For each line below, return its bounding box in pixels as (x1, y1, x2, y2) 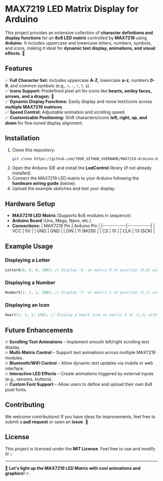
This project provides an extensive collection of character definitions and (5, 30, 153, 35)
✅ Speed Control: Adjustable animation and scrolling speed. (5, 109, 126, 115)
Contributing (5, 401, 45, 409)
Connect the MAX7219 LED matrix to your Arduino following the (12, 176, 139, 181)
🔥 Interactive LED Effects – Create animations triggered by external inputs (5, 370, 154, 376)
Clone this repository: (12, 147, 55, 153)
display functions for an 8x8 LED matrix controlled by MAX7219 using (5, 35, 147, 41)
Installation (5, 134, 40, 143)
